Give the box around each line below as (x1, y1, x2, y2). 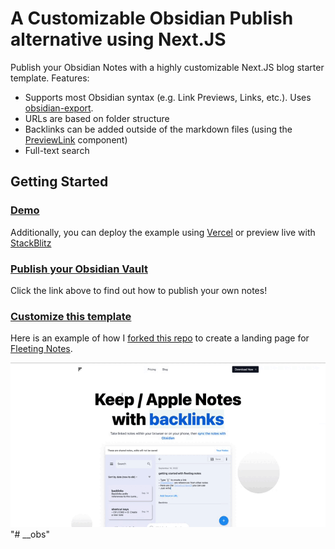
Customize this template (10, 309, 132, 323)
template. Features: (10, 72, 90, 84)
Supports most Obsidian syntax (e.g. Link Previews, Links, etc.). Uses (24, 91, 312, 103)
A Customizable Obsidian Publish (10, 7, 294, 30)
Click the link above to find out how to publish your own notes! (10, 284, 268, 296)
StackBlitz (10, 237, 52, 249)
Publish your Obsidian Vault (10, 262, 148, 276)
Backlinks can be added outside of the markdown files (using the (24, 123, 293, 135)
